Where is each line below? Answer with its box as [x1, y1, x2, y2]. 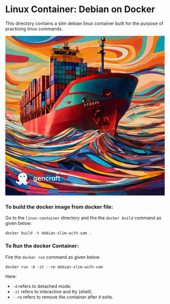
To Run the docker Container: [5, 242, 79, 249]
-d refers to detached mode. [12, 283, 72, 289]
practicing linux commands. [5, 25, 63, 31]
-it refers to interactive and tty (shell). [12, 288, 93, 294]
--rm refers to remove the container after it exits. [12, 294, 114, 300]
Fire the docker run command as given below [5, 254, 100, 260]
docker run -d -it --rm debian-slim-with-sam [5, 264, 103, 270]
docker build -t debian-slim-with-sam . [5, 231, 92, 236]
